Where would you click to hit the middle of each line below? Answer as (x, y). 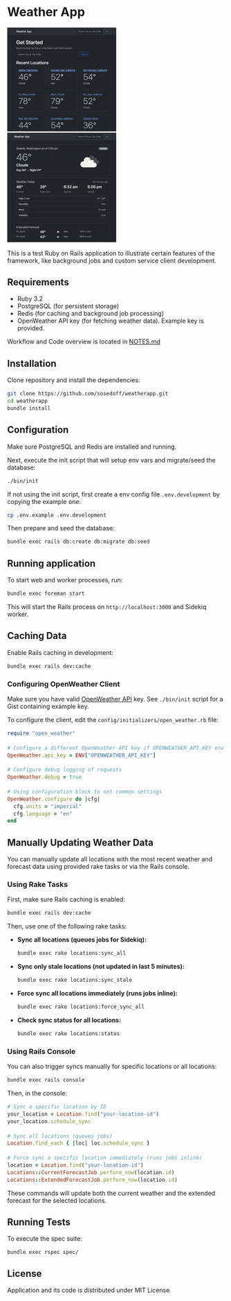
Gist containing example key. (48, 706)
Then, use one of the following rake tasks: (67, 926)
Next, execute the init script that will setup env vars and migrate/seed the (111, 460)
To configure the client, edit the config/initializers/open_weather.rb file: (113, 719)
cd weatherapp (28, 401)
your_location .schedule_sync (49, 1121)
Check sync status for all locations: (69, 1020)
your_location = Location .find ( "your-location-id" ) (83, 1114)
